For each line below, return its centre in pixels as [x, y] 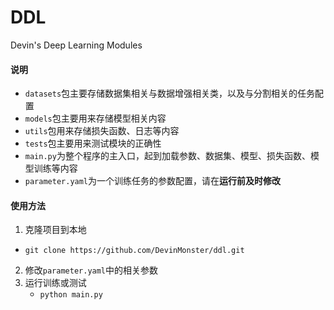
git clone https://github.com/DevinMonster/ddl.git [134, 251]
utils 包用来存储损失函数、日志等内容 [102, 131]
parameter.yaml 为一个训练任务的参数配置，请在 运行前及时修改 [153, 181]
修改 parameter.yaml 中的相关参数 [91, 270]
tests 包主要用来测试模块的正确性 [93, 143]
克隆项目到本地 [55, 230]
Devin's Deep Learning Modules [76, 45]
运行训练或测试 [55, 283]
